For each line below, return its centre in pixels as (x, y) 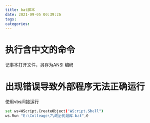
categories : (17, 24)
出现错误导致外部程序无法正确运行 (75, 87)
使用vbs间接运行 (22, 102)
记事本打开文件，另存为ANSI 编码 (39, 65)
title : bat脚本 (20, 10)
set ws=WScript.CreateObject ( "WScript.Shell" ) (54, 111)
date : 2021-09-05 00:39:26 (33, 14)
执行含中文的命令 (40, 50)
